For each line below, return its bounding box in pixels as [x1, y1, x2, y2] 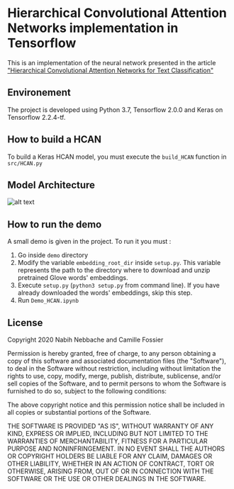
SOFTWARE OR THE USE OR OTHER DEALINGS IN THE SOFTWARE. [7, 475, 206, 483]
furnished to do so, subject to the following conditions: [7, 387, 167, 395]
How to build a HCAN [7, 133, 101, 146]
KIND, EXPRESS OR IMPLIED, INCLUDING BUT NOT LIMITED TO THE [7, 429, 208, 437]
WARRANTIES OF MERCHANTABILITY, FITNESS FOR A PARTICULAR [7, 437, 208, 445]
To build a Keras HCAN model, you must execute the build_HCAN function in [7, 152, 227, 161]
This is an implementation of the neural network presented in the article [7, 58, 216, 67]
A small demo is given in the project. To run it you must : [7, 237, 172, 246]
